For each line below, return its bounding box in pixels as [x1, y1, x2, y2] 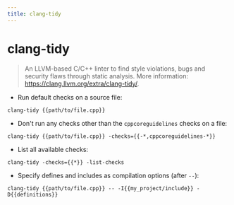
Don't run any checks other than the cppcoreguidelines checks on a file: [17, 119, 228, 127]
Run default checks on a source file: [17, 93, 123, 101]
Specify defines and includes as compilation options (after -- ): [17, 171, 199, 180]
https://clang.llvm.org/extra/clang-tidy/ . [24, 79, 140, 88]
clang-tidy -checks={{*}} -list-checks [7, 158, 125, 166]
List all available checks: [17, 145, 89, 153]
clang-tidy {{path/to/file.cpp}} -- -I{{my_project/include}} [7, 184, 194, 192]
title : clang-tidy [7, 10, 61, 18]
